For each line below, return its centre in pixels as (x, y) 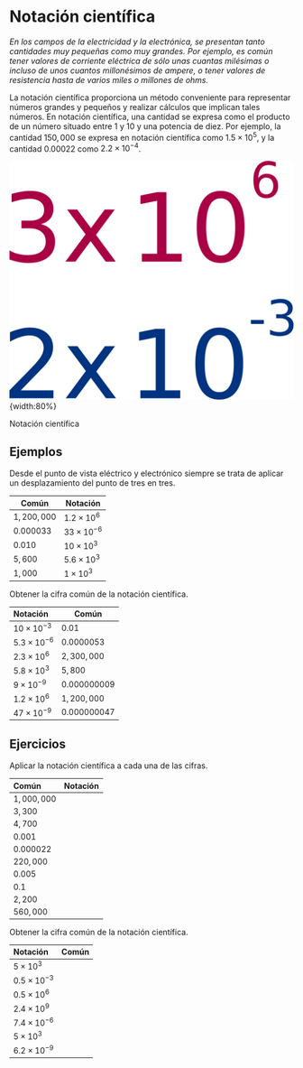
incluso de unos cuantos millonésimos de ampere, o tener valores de (138, 70)
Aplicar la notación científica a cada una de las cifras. (109, 766)
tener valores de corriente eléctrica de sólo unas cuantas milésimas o (139, 60)
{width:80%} (33, 406)
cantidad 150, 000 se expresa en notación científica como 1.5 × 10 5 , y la (142, 136)
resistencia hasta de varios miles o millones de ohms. (109, 79)
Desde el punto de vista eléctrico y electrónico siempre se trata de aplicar (147, 474)
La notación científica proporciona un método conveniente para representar (150, 98)
